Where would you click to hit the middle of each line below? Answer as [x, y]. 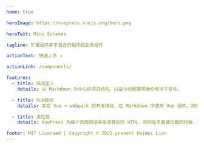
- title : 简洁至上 [33, 83]
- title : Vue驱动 [33, 100]
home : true [20, 12]
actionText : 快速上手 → [34, 56]
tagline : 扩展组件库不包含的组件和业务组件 [55, 45]
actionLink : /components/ [39, 67]
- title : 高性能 [31, 117]
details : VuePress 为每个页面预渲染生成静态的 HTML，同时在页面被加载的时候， [107, 122]
